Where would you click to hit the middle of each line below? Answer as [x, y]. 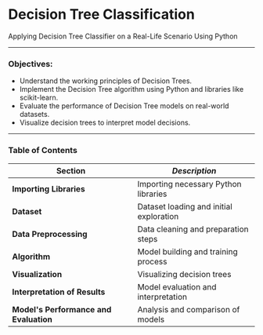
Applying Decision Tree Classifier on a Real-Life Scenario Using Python [123, 36]
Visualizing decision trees [184, 274]
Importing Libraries [49, 188]
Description [194, 170]
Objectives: [31, 64]
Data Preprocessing [50, 234]
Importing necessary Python [189, 184]
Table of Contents [43, 151]
